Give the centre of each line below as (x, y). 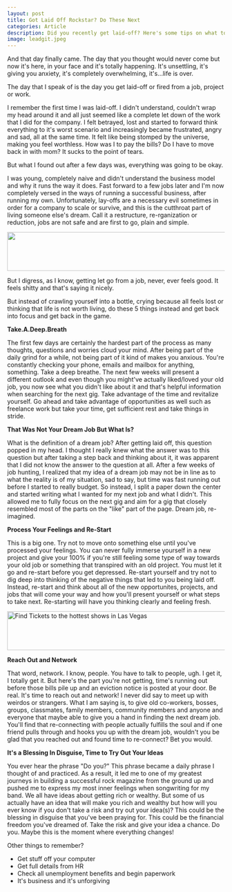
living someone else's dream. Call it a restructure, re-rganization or (103, 215)
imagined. (21, 516)
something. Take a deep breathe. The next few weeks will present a (103, 372)
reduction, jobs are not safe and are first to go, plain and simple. (98, 222)
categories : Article (37, 26)
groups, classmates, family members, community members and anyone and (115, 710)
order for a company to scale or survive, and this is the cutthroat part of (109, 208)
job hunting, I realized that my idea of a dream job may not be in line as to (112, 472)
